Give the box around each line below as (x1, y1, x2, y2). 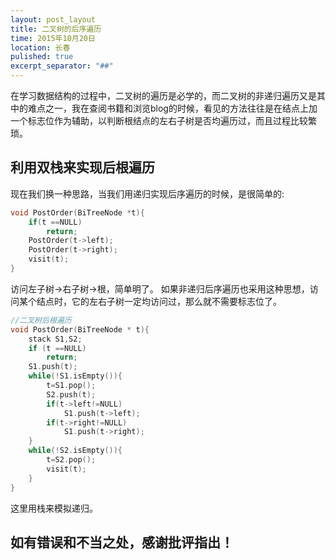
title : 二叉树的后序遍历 (10, 24, 102, 34)
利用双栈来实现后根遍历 (10, 159, 155, 176)
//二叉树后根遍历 (10, 315, 72, 325)
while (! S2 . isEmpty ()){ (28, 446, 123, 456)
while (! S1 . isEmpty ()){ (28, 371, 123, 381)
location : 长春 (10, 42, 71, 53)
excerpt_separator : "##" (10, 61, 114, 71)
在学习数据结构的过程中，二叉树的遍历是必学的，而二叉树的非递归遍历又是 (10, 90, 317, 101)
